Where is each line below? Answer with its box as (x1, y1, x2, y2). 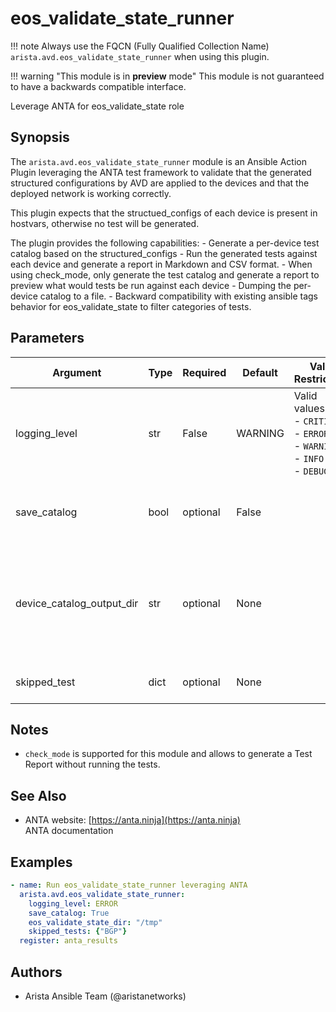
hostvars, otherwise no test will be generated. (10, 217, 200, 229)
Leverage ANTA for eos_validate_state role (10, 100, 185, 112)
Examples (10, 853, 73, 871)
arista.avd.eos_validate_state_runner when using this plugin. (10, 50, 270, 62)
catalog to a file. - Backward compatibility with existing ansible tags (39, 290, 318, 302)
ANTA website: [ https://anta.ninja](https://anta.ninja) (24, 814, 241, 826)
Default (242, 365, 278, 379)
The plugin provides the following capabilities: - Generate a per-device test (10, 237, 320, 249)
